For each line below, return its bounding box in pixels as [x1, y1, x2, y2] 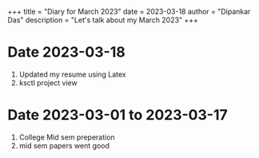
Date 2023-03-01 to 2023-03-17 [7, 106, 229, 124]
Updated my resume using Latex [18, 69, 126, 79]
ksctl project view [18, 77, 78, 87]
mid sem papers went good [18, 140, 110, 150]
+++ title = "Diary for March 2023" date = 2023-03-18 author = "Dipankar [7, 7, 251, 16]
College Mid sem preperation [18, 132, 115, 142]
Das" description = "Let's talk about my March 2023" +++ [7, 15, 199, 25]
